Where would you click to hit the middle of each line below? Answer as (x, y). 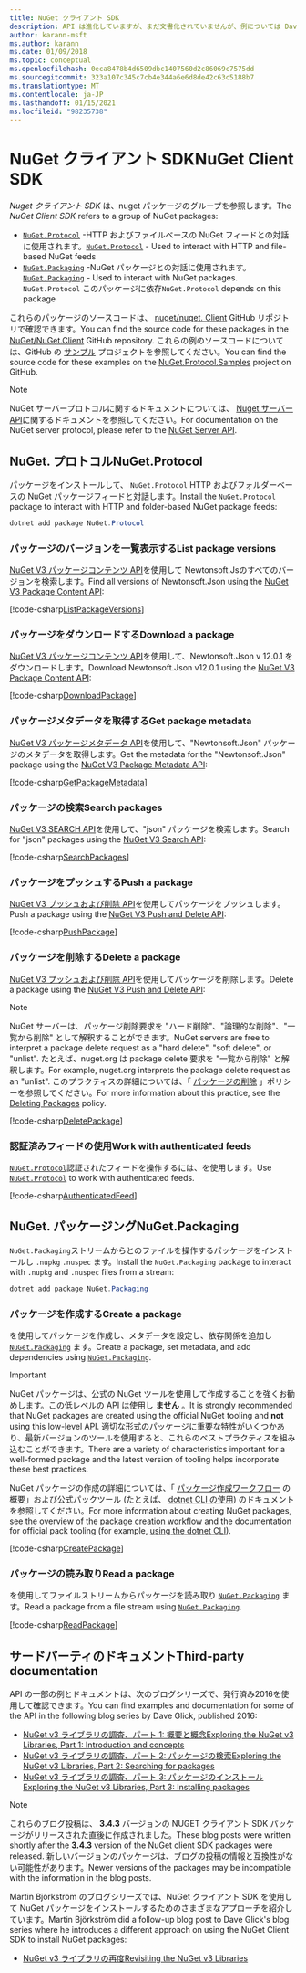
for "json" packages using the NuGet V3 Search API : (108, 839)
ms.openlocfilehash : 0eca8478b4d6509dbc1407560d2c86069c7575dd (132, 69)
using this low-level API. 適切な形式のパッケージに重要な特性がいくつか (143, 1426)
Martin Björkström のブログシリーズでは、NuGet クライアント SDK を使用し (151, 1897)
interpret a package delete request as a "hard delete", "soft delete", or (141, 1048)
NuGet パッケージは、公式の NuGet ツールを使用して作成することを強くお (148, 1393)
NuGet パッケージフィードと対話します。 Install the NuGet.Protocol (151, 496)
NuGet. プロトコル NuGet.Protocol (106, 461)
